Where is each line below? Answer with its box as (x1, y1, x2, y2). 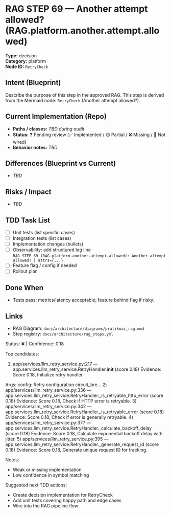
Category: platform (5, 58, 46, 64)
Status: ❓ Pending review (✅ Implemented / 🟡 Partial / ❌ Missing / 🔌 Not (12, 131, 166, 138)
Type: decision (5, 52, 37, 59)
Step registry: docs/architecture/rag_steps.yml (12, 331, 114, 337)
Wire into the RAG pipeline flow (12, 503, 79, 509)
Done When (5, 283, 44, 292)
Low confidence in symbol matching (12, 472, 89, 478)
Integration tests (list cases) (12, 235, 71, 241)
